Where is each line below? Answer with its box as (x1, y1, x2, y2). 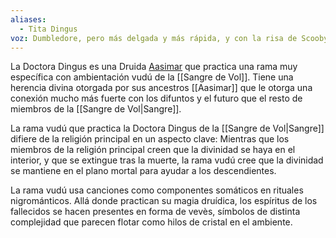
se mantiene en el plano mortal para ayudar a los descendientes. (10, 165, 277, 177)
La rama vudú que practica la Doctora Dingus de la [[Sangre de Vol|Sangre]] (10, 122, 325, 135)
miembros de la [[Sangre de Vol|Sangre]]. (10, 103, 182, 115)
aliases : (10, 14, 47, 25)
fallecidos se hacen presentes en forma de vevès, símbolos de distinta (10, 206, 301, 218)
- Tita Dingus (19, 24, 78, 34)
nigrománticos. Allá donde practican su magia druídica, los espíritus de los (10, 195, 318, 207)
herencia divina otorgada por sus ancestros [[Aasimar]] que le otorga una (10, 82, 313, 94)
